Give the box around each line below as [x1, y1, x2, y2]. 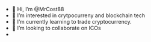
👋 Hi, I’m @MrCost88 [11, 6, 64, 12]
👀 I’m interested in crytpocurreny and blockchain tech [11, 12, 146, 19]
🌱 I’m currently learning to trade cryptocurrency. [11, 18, 132, 25]
